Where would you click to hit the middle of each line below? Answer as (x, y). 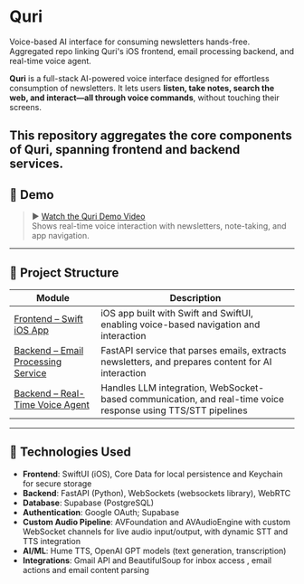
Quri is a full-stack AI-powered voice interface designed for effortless (139, 78)
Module (53, 297)
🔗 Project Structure (64, 273)
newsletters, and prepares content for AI (186, 362)
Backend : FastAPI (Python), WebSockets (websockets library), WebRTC (157, 493)
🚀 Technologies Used (70, 452)
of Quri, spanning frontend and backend (125, 150)
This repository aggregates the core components (151, 136)
